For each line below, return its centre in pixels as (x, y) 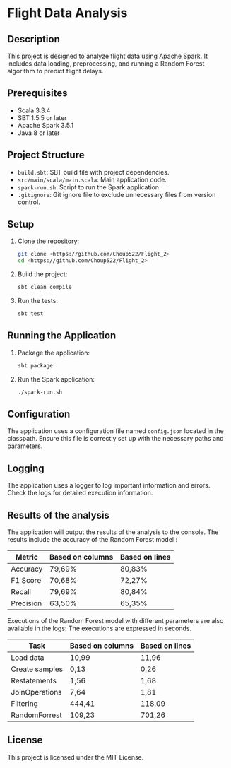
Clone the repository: (48, 241)
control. (29, 202)
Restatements (34, 680)
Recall (21, 591)
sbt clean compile (45, 288)
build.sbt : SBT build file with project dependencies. (93, 172)
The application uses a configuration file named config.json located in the (115, 431)
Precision (26, 603)
